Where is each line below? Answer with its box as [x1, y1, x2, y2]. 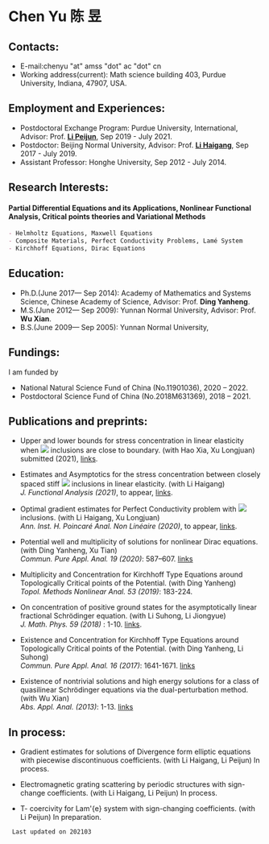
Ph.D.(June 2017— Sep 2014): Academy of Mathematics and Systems [19, 288, 251, 298]
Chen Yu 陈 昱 [8, 7, 102, 26]
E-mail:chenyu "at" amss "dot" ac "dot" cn [19, 61, 162, 71]
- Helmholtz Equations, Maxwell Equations [8, 230, 153, 238]
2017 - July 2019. [19, 148, 78, 158]
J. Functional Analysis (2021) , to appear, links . [19, 488, 173, 498]
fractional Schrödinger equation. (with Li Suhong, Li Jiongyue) [19, 611, 227, 621]
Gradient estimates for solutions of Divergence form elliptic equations [19, 747, 251, 757]
